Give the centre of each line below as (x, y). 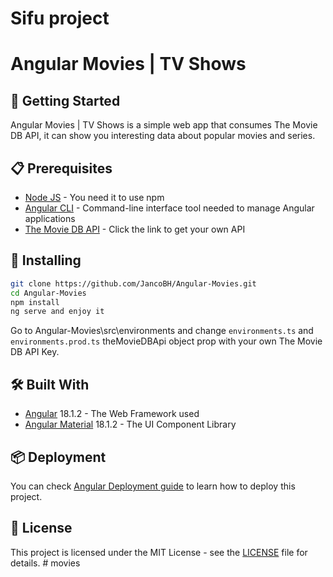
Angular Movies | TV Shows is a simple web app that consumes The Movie (164, 125)
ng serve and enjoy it (57, 312)
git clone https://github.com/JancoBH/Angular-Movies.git (133, 283)
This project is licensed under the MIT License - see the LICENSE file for (159, 552)
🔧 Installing (46, 260)
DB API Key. (35, 352)
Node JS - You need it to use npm (94, 197)
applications (50, 218)
